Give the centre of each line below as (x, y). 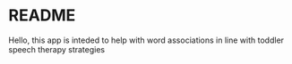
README (42, 16)
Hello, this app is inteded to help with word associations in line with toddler (146, 40)
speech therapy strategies (56, 49)
